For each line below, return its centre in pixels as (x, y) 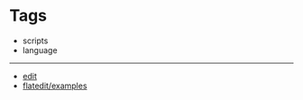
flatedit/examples (55, 86)
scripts (35, 41)
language (40, 50)
